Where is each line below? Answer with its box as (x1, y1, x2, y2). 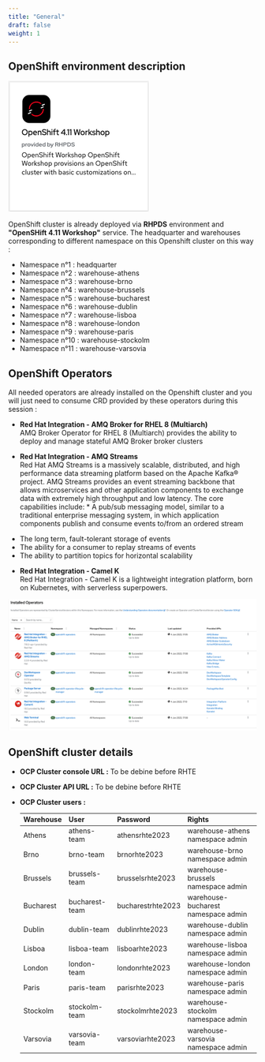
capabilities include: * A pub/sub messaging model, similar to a (19, 502, 225, 511)
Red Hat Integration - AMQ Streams (19, 452, 138, 461)
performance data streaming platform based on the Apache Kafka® (19, 469, 239, 477)
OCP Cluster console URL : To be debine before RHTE (19, 766, 197, 776)
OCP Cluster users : (19, 797, 86, 806)
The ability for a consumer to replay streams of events (19, 543, 196, 552)
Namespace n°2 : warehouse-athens (19, 268, 140, 278)
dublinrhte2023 (117, 924, 168, 934)
